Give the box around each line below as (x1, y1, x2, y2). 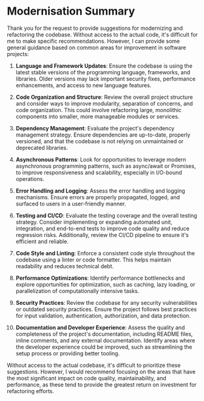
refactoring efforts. (7, 387, 54, 394)
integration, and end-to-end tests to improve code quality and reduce (15, 224, 190, 232)
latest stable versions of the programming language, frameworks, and (15, 68, 191, 76)
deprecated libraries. (15, 144, 69, 151)
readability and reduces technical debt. (15, 262, 114, 269)
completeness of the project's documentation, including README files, (15, 330, 193, 338)
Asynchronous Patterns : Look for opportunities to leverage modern (15, 155, 186, 163)
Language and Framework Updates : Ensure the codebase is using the (15, 62, 193, 69)
